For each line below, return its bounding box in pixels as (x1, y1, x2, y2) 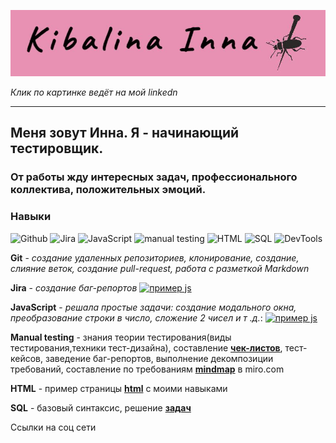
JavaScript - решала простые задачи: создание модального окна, (10, 301, 297, 313)
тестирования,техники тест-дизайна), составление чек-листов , (10, 341, 283, 354)
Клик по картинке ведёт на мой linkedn (10, 86, 178, 99)
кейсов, (10, 352, 44, 364)
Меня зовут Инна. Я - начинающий (10, 125, 240, 142)
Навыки (10, 210, 52, 224)
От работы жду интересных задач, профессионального (10, 170, 298, 184)
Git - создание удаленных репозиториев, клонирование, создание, (10, 251, 300, 264)
